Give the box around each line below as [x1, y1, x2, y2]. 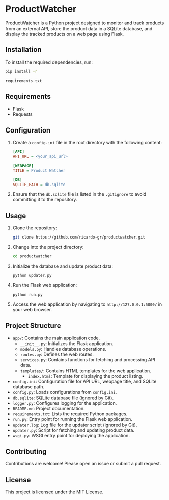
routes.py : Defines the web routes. [20, 351, 94, 357]
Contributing [5, 447, 47, 456]
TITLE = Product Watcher [12, 168, 66, 173]
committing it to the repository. [12, 197, 77, 203]
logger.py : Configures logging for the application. [12, 400, 117, 406]
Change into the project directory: [12, 244, 84, 250]
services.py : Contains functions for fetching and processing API [20, 356, 155, 362]
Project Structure [5, 322, 61, 330]
